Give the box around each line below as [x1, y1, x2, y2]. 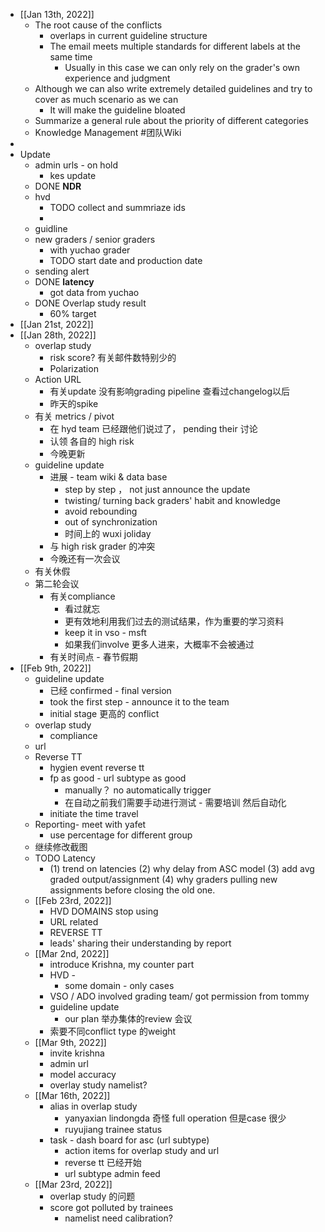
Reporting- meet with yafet [34, 819, 147, 830]
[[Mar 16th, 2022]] [34, 1090, 111, 1101]
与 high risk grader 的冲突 [49, 540, 156, 552]
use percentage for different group [49, 829, 193, 841]
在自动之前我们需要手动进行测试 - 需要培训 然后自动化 [64, 797, 287, 808]
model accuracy [49, 1069, 117, 1080]
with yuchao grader [49, 244, 131, 256]
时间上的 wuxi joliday [64, 528, 152, 539]
